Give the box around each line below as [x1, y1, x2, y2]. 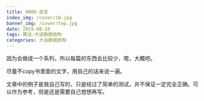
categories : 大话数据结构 [6, 37, 67, 43]
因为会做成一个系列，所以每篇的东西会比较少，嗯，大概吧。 [6, 55, 156, 61]
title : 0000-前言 [6, 9, 49, 15]
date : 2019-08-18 [6, 26, 51, 32]
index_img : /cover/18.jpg [6, 15, 72, 21]
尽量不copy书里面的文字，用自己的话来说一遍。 [6, 68, 126, 75]
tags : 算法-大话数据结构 [6, 32, 62, 38]
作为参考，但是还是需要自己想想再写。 [11, 88, 108, 95]
